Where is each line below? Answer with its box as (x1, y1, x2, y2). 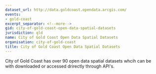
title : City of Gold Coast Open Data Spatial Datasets (5, 44, 120, 49)
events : (5, 12, 21, 17)
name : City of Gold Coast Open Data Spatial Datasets (5, 35, 118, 40)
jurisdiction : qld (5, 30, 43, 35)
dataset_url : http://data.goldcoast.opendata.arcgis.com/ (5, 7, 127, 12)
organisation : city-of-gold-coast (5, 40, 77, 45)
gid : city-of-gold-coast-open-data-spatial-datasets (5, 26, 116, 31)
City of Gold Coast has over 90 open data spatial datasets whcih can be (5, 58, 152, 64)
